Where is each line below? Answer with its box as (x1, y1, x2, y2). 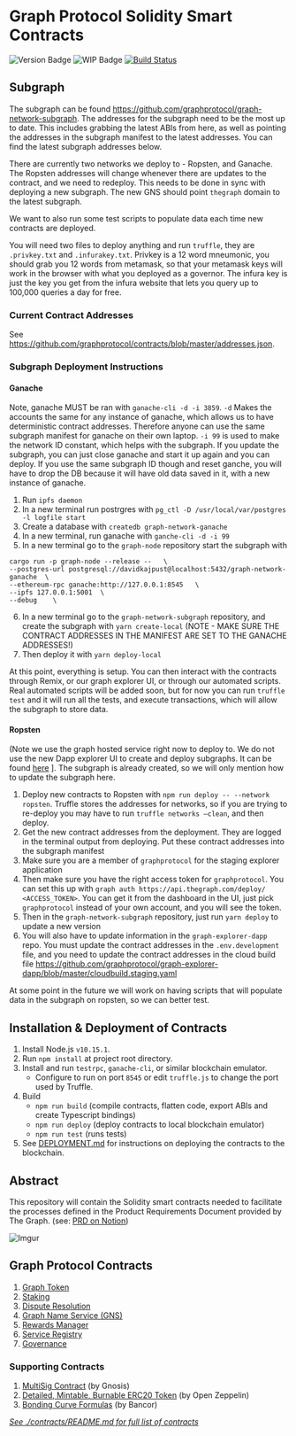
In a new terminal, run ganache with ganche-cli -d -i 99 (21, 531, 230, 541)
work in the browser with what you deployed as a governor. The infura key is (9, 268, 288, 278)
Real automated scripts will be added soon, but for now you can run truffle (9, 685, 285, 696)
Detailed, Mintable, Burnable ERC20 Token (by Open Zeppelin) (21, 1390, 250, 1401)
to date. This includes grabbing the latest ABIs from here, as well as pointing (9, 122, 287, 133)
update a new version (21, 921, 102, 932)
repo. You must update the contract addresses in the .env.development (21, 940, 280, 951)
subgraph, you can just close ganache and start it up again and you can (9, 449, 270, 460)
